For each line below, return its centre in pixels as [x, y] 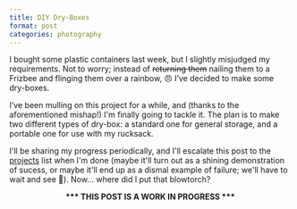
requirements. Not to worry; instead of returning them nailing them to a [140, 69]
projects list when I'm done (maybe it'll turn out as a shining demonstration [147, 161]
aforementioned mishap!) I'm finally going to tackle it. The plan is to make [144, 115]
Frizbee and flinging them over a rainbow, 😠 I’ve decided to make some [142, 79]
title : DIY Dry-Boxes [50, 17]
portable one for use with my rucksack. [81, 134]
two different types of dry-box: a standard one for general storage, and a [144, 124]
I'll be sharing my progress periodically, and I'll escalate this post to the [140, 151]
